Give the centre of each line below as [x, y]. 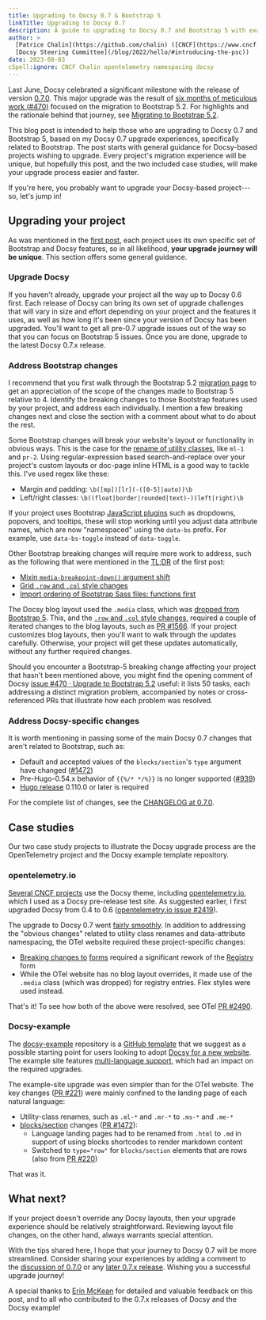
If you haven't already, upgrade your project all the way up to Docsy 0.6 [125, 295]
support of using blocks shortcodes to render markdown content [137, 1142]
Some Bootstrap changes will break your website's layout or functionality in [131, 440]
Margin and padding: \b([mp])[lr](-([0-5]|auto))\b [106, 489]
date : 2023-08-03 [37, 60]
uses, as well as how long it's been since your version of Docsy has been [127, 320]
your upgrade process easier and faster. [74, 172]
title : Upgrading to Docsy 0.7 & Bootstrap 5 [84, 15]
